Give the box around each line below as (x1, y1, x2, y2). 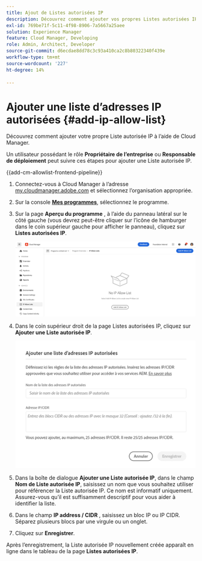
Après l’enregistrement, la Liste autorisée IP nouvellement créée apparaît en (6, 541, 194, 548)
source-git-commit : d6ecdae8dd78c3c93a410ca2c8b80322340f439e (6, 48, 165, 54)
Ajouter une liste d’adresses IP (6, 100, 162, 114)
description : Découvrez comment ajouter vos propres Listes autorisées (6, 16, 189, 22)
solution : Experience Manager (6, 29, 82, 35)
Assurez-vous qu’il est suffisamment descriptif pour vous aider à (14, 493, 176, 500)
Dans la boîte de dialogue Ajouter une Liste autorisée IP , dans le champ (14, 474, 194, 481)
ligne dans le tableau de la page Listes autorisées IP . (6, 547, 138, 554)
